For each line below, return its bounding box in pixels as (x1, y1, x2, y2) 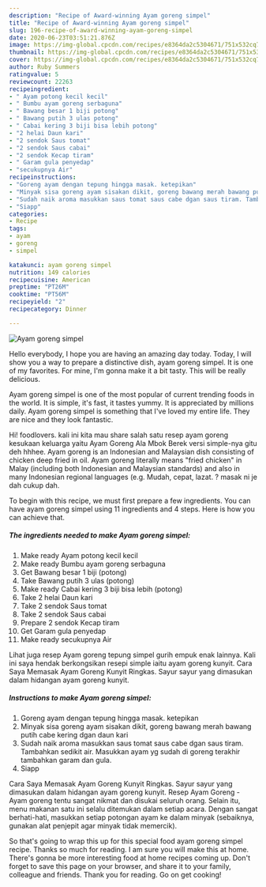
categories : (9, 210, 48, 218)
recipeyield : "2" (9, 298, 66, 306)
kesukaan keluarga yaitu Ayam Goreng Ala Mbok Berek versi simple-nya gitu (9, 438, 257, 447)
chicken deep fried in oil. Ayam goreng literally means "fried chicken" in (9, 455, 242, 465)
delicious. (9, 374, 40, 383)
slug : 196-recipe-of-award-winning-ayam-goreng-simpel (9, 26, 193, 34)
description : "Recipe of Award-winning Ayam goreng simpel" (9, 11, 212, 20)
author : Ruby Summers (9, 63, 81, 71)
